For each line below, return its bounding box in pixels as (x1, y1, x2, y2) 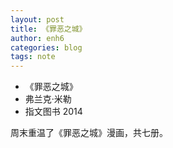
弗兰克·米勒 (24, 93, 72, 105)
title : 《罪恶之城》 (10, 24, 87, 34)
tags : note (10, 52, 56, 62)
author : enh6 (10, 33, 65, 43)
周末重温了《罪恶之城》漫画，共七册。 (10, 127, 168, 139)
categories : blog (10, 42, 83, 53)
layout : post (10, 14, 65, 25)
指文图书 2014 (24, 106, 83, 118)
